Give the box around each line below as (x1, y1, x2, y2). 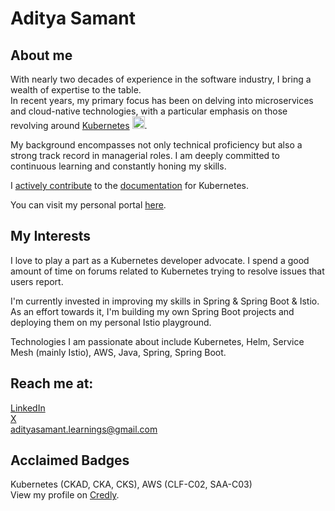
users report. (10, 275, 64, 287)
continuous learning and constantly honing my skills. (10, 160, 227, 172)
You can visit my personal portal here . (10, 199, 167, 211)
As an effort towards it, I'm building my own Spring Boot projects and (10, 305, 295, 317)
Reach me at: (10, 375, 94, 392)
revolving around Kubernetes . (10, 120, 148, 131)
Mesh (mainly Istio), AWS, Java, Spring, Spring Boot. (10, 346, 227, 358)
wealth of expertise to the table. (10, 84, 142, 96)
